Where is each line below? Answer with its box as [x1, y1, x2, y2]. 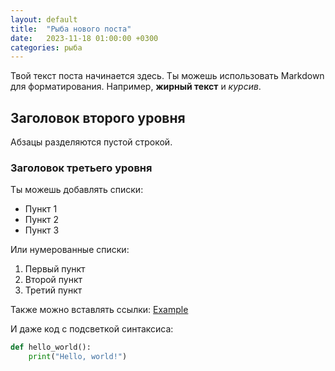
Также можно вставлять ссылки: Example [10, 304, 189, 316]
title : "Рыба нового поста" [10, 24, 132, 34]
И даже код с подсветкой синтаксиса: [10, 323, 174, 335]
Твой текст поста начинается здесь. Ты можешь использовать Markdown [10, 70, 325, 82]
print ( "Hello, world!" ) [28, 352, 128, 362]
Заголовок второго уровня [10, 109, 186, 126]
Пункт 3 [24, 224, 60, 236]
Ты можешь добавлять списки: [10, 184, 144, 196]
